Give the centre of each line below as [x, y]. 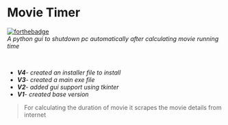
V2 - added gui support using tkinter [68, 87]
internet [35, 115]
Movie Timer [44, 13]
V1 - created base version [53, 94]
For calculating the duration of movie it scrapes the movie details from [123, 107]
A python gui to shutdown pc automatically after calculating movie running [113, 38]
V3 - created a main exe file [56, 79]
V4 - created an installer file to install [69, 72]
